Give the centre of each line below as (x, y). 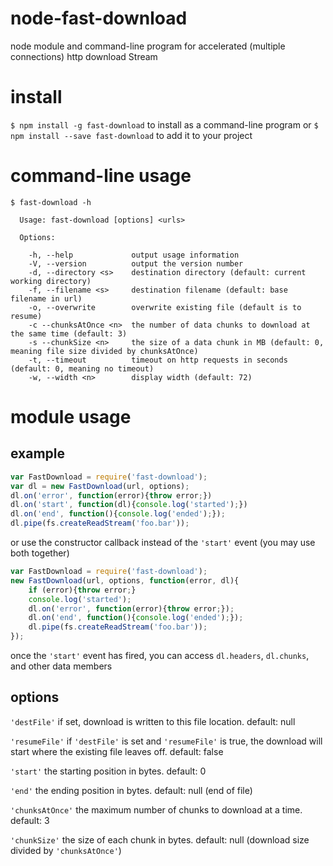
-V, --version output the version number (136, 263)
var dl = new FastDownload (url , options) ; (100, 486)
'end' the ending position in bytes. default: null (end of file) (131, 790)
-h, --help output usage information (134, 255)
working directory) (51, 281)
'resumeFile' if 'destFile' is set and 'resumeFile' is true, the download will (166, 741)
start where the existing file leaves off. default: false (117, 751)
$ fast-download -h (51, 202)
